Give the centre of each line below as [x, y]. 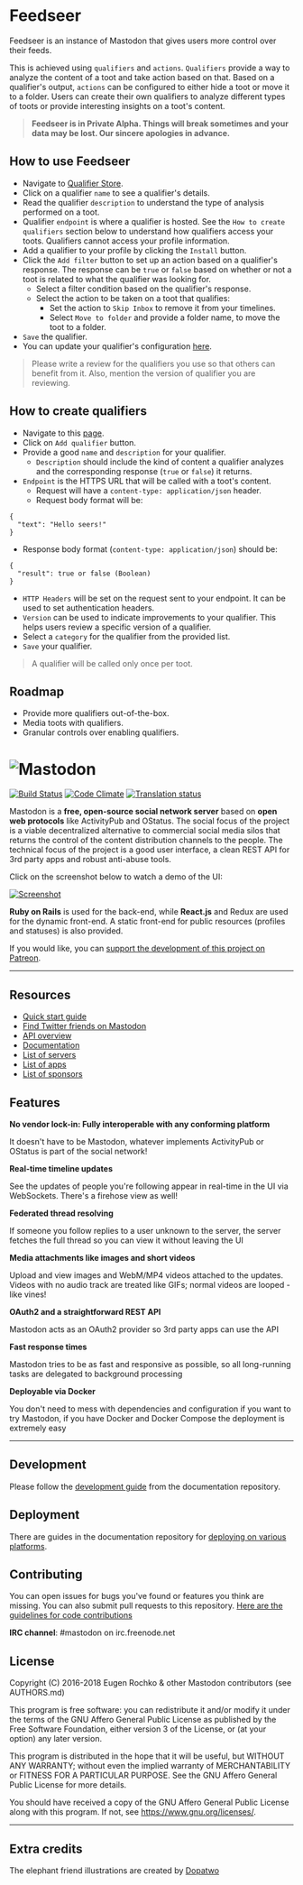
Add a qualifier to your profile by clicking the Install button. [134, 250]
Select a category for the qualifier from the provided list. [126, 636]
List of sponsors [52, 1074]
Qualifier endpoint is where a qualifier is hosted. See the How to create [154, 221]
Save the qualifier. [55, 336]
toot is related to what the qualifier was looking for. [117, 279]
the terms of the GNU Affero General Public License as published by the [143, 1720]
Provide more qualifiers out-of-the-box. [96, 713]
